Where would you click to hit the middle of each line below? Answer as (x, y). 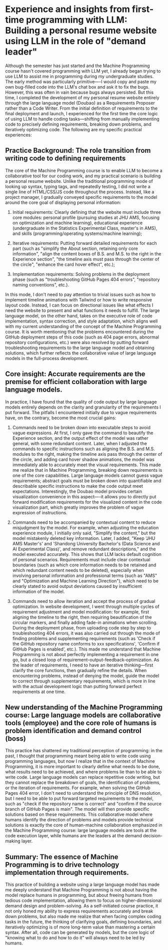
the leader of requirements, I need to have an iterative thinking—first (83, 665)
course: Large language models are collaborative (83, 715)
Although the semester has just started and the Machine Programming (77, 66)
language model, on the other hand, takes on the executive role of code (79, 315)
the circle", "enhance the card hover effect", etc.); (63, 264)
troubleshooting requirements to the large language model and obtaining (80, 348)
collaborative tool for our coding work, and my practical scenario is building (83, 176)
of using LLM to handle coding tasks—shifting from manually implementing (82, 119)
